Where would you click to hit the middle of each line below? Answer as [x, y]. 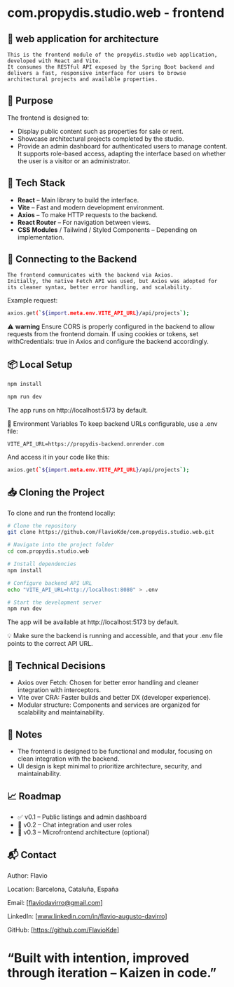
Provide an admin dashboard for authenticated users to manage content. [122, 146]
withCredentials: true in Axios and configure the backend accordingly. [108, 342]
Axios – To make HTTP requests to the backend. [87, 214]
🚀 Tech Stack [36, 183]
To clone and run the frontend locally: [61, 513]
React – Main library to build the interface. [78, 200]
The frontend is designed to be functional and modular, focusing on [115, 751]
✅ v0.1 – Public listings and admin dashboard [82, 817]
